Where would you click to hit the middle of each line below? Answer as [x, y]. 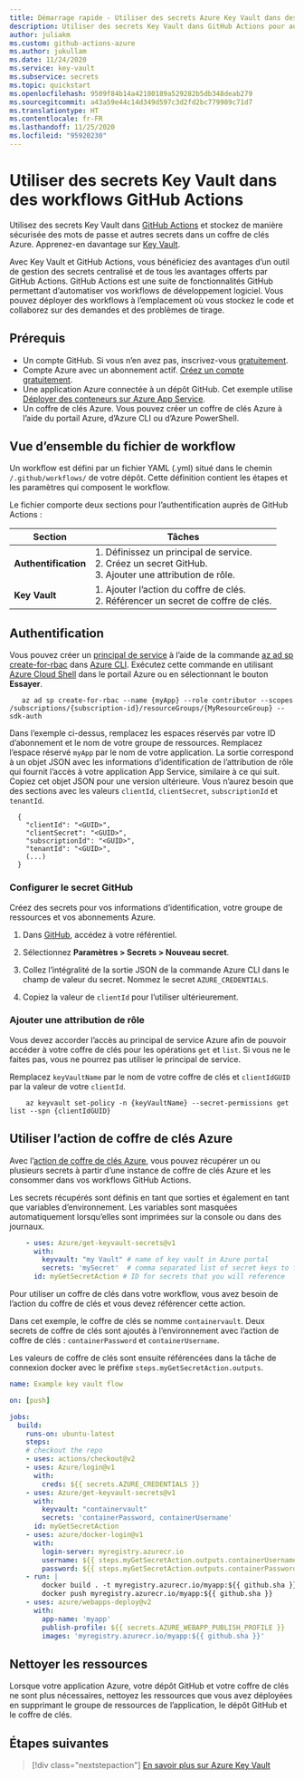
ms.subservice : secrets [54, 77]
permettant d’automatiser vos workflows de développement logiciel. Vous [147, 290]
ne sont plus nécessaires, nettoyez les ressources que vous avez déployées [151, 1696]
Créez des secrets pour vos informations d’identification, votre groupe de [146, 907]
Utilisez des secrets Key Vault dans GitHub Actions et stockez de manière [146, 225]
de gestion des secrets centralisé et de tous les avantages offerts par [139, 271]
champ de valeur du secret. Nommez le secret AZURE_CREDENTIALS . [145, 979]
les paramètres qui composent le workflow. [90, 488]
